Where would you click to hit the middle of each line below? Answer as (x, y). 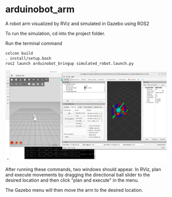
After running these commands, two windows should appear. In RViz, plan (83, 169)
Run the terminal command (34, 43)
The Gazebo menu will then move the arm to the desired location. (74, 190)
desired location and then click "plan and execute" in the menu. (72, 180)
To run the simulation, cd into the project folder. (55, 33)
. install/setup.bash (28, 58)
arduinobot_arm (40, 9)
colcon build (19, 53)
